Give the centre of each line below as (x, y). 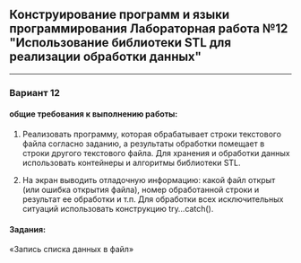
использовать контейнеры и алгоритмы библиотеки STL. (131, 162)
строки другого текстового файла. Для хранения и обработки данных (156, 153)
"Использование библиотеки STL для (120, 43)
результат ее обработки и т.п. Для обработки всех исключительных (153, 199)
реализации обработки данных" (105, 57)
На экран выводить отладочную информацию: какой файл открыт (149, 180)
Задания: (28, 229)
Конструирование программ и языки (120, 15)
